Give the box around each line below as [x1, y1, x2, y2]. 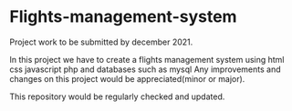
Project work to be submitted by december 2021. [9, 36, 193, 47]
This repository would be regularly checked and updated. [9, 91, 225, 102]
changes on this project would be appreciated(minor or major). [9, 73, 245, 84]
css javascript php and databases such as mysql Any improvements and [9, 64, 281, 75]
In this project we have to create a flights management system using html [9, 54, 285, 65]
